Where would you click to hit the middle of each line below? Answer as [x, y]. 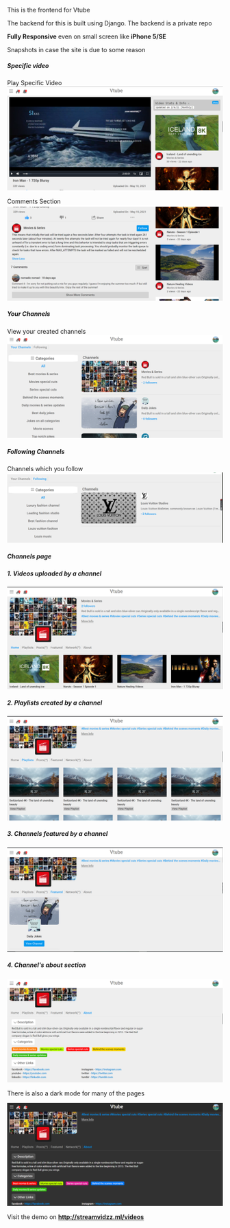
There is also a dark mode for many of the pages [76, 1093]
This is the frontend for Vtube [49, 10]
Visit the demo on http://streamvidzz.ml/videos [76, 1217]
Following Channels [36, 451]
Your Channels [29, 314]
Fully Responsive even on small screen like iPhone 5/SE [87, 36]
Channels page [29, 556]
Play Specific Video [35, 82]
